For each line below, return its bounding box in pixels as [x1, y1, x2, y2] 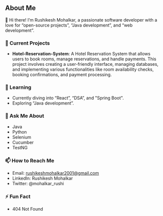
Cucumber [12, 139, 34, 145]
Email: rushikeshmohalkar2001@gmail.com [12, 170, 99, 176]
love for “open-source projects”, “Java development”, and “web [5, 22, 133, 28]
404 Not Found [12, 206, 43, 212]
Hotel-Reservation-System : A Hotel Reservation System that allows [12, 51, 151, 57]
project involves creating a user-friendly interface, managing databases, [12, 61, 159, 67]
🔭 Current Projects [5, 39, 50, 46]
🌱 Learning [5, 84, 32, 91]
